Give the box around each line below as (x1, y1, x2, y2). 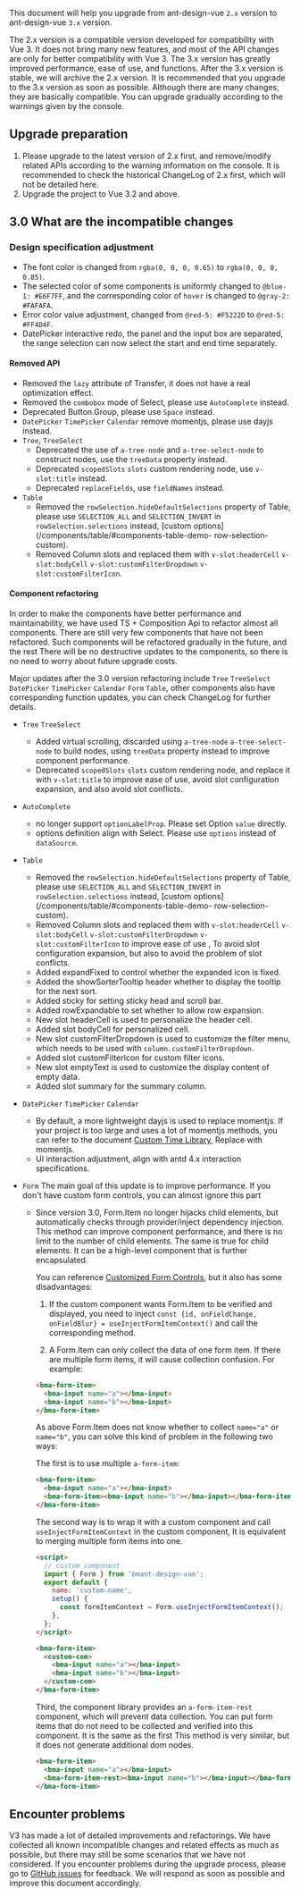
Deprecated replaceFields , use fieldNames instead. (35, 482, 225, 493)
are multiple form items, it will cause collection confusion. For (48, 1353, 275, 1364)
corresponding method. (48, 1327, 137, 1337)
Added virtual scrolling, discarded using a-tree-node (35, 736, 229, 746)
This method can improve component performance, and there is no (35, 1226, 283, 1236)
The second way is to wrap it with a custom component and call (35, 1516, 271, 1527)
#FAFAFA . (21, 299, 54, 310)
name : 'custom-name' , (52, 1586, 132, 1595)
